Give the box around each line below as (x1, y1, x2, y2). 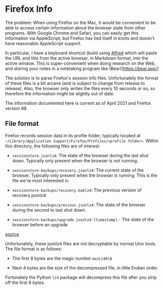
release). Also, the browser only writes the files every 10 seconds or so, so (5, 85, 156, 91)
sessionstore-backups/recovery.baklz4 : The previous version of (12, 187, 142, 193)
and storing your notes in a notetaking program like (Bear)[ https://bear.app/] (5, 65, 159, 72)
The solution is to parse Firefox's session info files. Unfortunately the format (5, 75, 159, 81)
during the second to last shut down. (12, 207, 87, 213)
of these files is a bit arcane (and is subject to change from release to (5, 80, 145, 86)
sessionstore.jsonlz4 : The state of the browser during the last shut (12, 152, 149, 158)
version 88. (5, 105, 28, 111)
